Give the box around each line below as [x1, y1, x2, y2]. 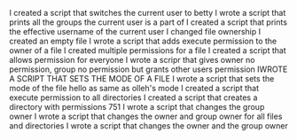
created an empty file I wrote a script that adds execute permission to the [9, 35, 277, 46]
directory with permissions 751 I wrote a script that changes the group [9, 102, 265, 112]
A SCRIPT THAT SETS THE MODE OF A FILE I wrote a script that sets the [9, 74, 275, 83]
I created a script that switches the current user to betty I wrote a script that [9, 8, 286, 18]
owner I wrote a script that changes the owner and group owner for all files [9, 111, 283, 121]
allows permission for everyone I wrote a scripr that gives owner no [9, 55, 255, 65]
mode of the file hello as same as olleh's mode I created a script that [9, 83, 260, 93]
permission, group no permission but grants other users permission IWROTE [9, 64, 288, 74]
